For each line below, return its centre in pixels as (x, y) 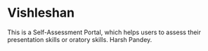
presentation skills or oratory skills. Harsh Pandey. (80, 39)
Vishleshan (41, 13)
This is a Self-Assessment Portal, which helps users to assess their (104, 32)
